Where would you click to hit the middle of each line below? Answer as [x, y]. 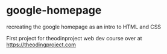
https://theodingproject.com [41, 45]
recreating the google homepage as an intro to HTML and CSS [84, 27]
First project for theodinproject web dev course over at [74, 38]
